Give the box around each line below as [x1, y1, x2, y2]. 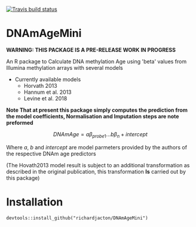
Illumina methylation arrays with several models [6, 64, 124, 71]
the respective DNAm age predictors [6, 150, 97, 157]
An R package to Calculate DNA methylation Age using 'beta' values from [6, 57, 187, 65]
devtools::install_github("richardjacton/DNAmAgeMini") [6, 215, 148, 221]
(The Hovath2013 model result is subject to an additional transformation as [6, 161, 190, 168]
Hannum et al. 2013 [23, 88, 72, 96]
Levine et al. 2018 [23, 94, 68, 102]
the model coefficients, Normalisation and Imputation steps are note [6, 112, 179, 119]
